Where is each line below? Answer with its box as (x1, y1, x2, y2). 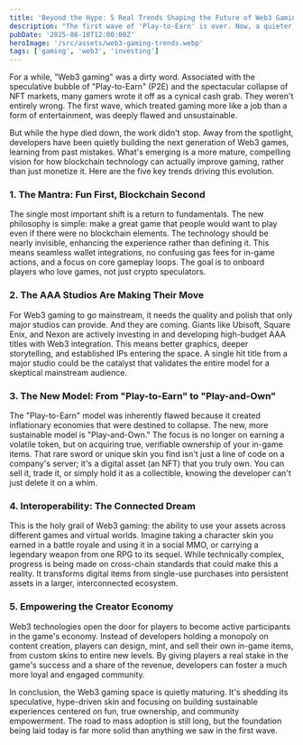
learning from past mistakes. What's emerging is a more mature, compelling (9, 146, 291, 158)
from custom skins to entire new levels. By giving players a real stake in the (9, 649, 289, 660)
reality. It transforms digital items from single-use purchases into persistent (9, 568, 289, 579)
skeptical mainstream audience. (9, 367, 128, 377)
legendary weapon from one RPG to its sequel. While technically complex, (9, 549, 284, 560)
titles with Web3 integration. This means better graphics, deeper (9, 338, 249, 349)
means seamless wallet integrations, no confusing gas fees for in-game (9, 247, 275, 258)
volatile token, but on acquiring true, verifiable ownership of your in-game (9, 439, 284, 450)
